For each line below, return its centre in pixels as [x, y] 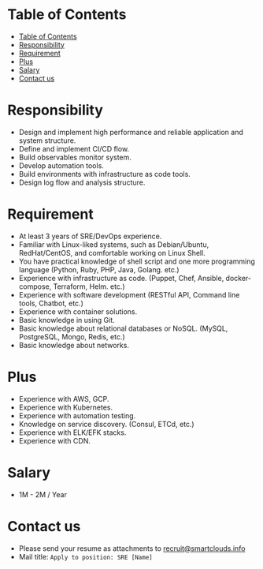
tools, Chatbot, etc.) [51, 303]
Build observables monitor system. [75, 157]
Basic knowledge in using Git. [67, 320]
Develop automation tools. [61, 165]
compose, [35, 286]
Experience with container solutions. [78, 311]
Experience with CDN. [55, 440]
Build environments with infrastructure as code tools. [104, 174]
